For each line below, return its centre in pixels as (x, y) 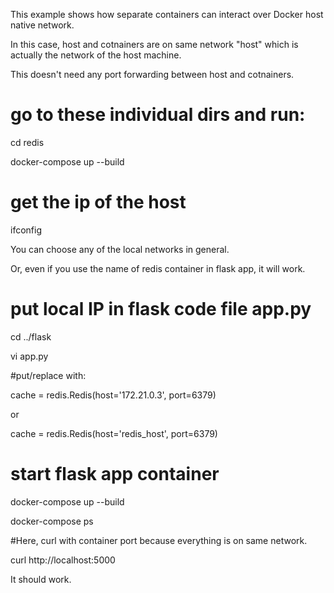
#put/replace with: (48, 375)
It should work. (41, 579)
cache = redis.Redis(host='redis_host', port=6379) (114, 433)
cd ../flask (31, 336)
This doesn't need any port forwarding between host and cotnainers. (152, 74)
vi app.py (29, 356)
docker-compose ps (52, 521)
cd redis (27, 142)
